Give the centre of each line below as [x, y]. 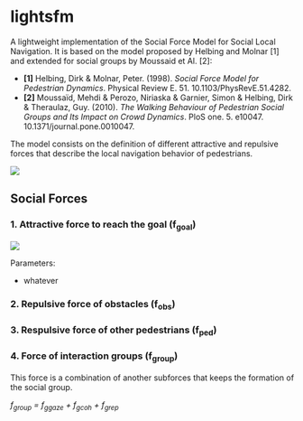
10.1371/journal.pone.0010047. [79, 126]
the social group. [41, 387]
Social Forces [49, 199]
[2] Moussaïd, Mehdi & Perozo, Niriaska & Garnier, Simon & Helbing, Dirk [158, 98]
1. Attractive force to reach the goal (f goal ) [103, 225]
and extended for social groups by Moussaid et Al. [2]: [111, 61]
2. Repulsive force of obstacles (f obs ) [93, 305]
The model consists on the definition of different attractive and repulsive [144, 144]
